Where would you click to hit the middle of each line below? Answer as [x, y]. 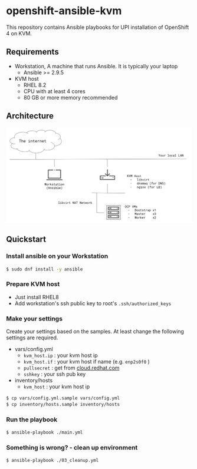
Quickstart [26, 240]
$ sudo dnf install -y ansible [45, 269]
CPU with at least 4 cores [54, 91]
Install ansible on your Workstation [57, 256]
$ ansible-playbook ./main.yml [45, 432]
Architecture [30, 116]
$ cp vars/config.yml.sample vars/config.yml [63, 398]
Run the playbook [32, 420]
